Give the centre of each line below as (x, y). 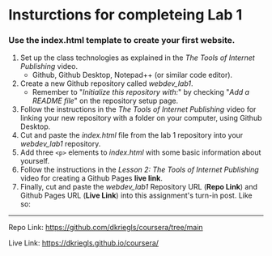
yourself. (35, 161)
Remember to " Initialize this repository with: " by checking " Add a (140, 92)
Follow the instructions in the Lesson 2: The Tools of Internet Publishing (139, 170)
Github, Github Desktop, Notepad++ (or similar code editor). (132, 75)
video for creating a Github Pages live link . (91, 178)
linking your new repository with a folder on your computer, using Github (141, 118)
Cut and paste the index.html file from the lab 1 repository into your (132, 135)
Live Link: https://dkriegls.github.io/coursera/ (84, 243)
